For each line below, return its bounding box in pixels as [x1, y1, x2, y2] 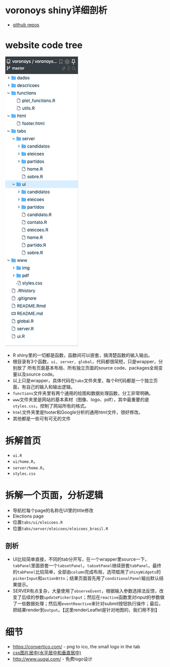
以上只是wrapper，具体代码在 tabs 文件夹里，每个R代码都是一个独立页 [12, 377, 158, 383]
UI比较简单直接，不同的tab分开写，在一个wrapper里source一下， [12, 556, 150, 562]
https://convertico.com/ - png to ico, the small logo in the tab [12, 643, 141, 649]
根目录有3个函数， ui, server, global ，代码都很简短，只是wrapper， [12, 358, 159, 364]
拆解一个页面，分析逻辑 [5, 490, 104, 501]
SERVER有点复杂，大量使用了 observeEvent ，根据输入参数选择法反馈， [12, 587, 159, 594]
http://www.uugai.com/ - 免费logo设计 [12, 656, 93, 662]
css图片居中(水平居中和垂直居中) [12, 649, 81, 655]
